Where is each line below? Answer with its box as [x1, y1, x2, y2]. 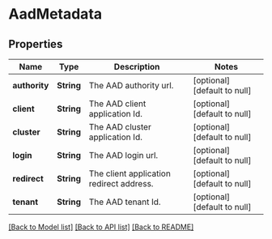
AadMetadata [8, 5, 103, 23]
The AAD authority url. [88, 80, 174, 91]
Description [113, 62, 160, 72]
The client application [88, 168, 172, 179]
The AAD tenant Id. [88, 196, 161, 207]
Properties [8, 37, 63, 51]
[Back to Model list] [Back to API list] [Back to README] [8, 222, 194, 232]
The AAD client [88, 98, 147, 109]
